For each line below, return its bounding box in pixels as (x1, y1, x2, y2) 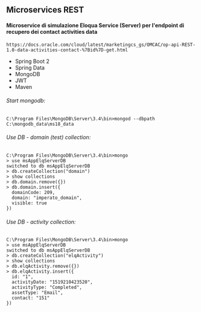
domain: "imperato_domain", (11, 195, 83, 201)
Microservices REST (6, 5, 85, 15)
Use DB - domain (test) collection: (6, 134, 91, 141)
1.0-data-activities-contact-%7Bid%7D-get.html (6, 47, 129, 53)
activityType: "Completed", (11, 284, 83, 291)
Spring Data (14, 63, 45, 71)
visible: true (11, 200, 47, 206)
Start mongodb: (6, 97, 46, 105)
